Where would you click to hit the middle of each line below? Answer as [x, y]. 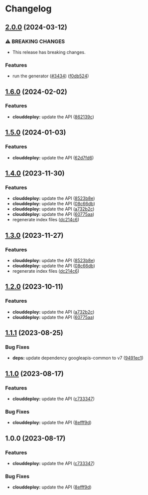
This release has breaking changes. [49, 52]
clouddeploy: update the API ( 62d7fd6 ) [53, 157]
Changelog [28, 9]
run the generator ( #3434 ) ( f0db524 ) [51, 76]
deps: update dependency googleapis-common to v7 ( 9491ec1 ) [78, 358]
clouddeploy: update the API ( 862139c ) [53, 117]
